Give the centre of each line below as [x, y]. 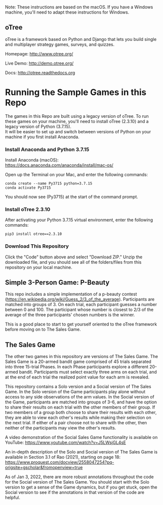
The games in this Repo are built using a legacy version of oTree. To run [77, 116]
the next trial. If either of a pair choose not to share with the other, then [76, 423]
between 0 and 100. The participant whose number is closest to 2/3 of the [79, 310]
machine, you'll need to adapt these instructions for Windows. [67, 12]
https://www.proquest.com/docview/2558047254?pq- [60, 462]
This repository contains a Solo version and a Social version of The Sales [78, 387]
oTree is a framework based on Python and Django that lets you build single [81, 39]
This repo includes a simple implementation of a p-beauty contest [71, 294]
